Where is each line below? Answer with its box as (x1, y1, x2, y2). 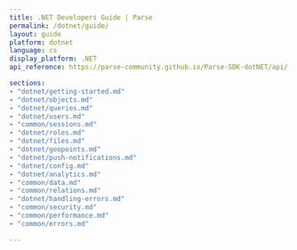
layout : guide (9, 29, 62, 38)
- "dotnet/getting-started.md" (9, 86, 125, 96)
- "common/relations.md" (9, 186, 101, 196)
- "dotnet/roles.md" (9, 128, 86, 138)
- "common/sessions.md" (9, 120, 98, 129)
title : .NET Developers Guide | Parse (9, 12, 153, 22)
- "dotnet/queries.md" (9, 103, 93, 112)
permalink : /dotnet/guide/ (9, 21, 109, 30)
